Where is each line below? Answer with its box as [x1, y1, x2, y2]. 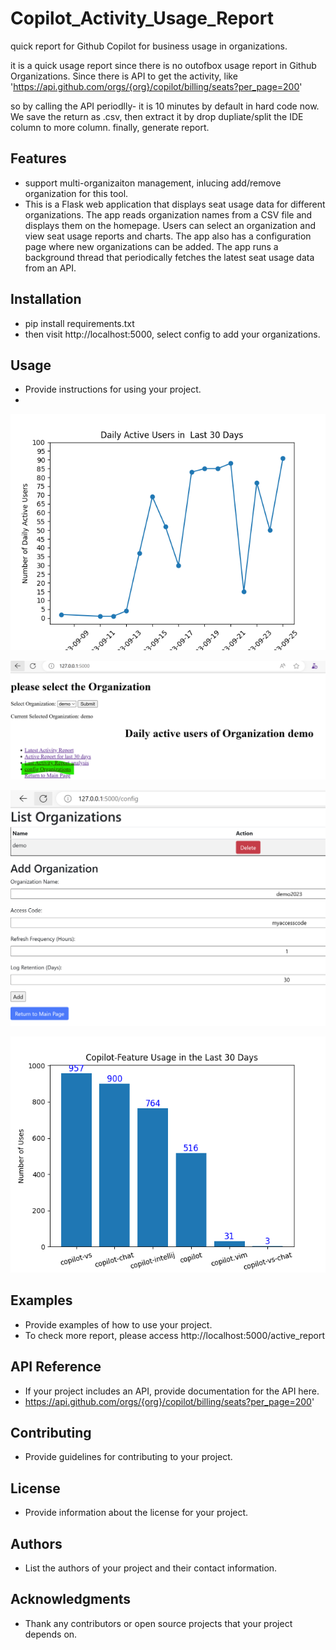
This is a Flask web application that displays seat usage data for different [24, 198, 326, 210]
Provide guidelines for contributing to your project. [24, 1451, 233, 1463]
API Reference [10, 1358, 102, 1376]
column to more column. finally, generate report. [10, 121, 210, 133]
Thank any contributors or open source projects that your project [24, 1617, 293, 1629]
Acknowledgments [10, 1591, 132, 1608]
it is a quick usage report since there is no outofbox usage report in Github [10, 59, 317, 71]
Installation [10, 291, 82, 308]
